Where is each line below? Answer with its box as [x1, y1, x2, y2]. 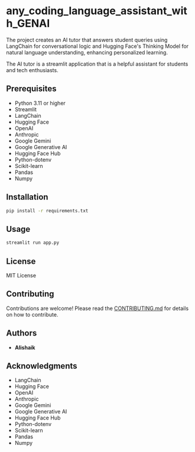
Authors [6, 328, 37, 338]
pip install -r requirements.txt [6, 208, 89, 214]
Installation [6, 192, 48, 202]
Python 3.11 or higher [14, 99, 66, 106]
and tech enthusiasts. [6, 66, 58, 73]
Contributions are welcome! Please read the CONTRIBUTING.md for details [6, 305, 189, 312]
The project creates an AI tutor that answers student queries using [6, 36, 168, 43]
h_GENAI [6, 17, 50, 30]
